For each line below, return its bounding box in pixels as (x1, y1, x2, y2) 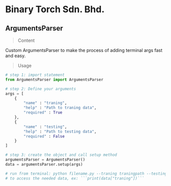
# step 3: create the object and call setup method (5, 152, 117, 157)
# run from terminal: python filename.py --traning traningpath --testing (5, 171, 167, 176)
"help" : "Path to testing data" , (23, 129, 97, 134)
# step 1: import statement (5, 72, 65, 77)
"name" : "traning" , (23, 100, 67, 105)
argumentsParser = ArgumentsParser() (5, 157, 85, 162)
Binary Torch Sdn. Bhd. (5, 4, 105, 15)
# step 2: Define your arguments (5, 86, 76, 91)
